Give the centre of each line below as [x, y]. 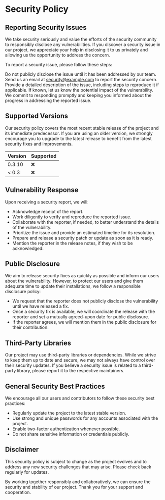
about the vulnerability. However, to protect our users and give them [74, 281]
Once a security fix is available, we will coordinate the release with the [83, 312]
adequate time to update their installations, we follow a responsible [73, 286]
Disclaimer [22, 450]
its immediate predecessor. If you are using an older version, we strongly [79, 133]
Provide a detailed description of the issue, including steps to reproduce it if [82, 85]
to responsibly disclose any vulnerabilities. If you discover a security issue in [83, 45]
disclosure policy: [23, 292]
